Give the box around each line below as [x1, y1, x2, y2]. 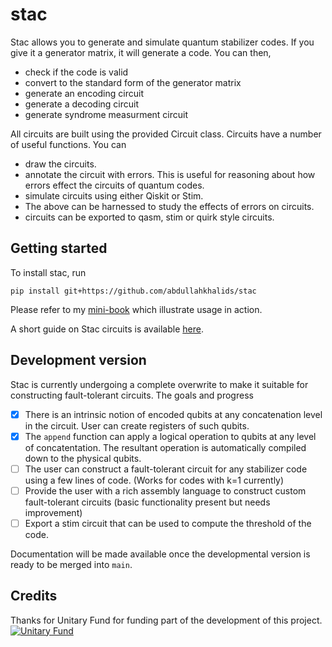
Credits [10, 588, 58, 605]
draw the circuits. [24, 158, 97, 170]
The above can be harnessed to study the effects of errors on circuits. [24, 200, 315, 212]
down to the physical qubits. [24, 452, 142, 464]
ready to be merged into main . [10, 558, 133, 570]
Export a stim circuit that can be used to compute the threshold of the [24, 517, 312, 529]
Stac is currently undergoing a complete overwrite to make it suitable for [10, 378, 309, 390]
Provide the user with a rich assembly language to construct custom [24, 484, 307, 497]
